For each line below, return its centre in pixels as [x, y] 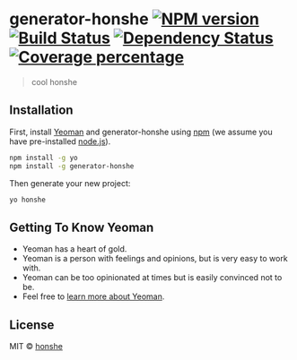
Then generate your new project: [70, 183]
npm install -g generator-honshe [72, 166]
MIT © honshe [36, 346]
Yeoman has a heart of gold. [74, 249]
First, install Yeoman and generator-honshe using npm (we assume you [141, 132]
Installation [41, 111]
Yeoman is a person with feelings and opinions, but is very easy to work [155, 259]
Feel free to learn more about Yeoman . [93, 296]
